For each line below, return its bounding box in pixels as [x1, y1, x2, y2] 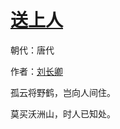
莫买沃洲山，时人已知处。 [10, 107, 116, 120]
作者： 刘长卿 [10, 65, 63, 77]
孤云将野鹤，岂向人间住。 [10, 86, 116, 98]
